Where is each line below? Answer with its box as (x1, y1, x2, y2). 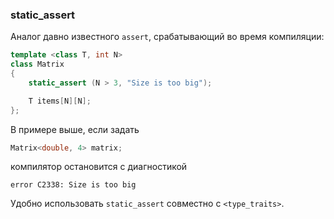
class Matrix (10, 59, 65, 70)
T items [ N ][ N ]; (28, 96, 92, 106)
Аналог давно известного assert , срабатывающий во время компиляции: (10, 31, 325, 43)
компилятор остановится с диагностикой (10, 161, 188, 173)
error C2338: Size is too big (10, 180, 137, 190)
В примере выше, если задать (10, 123, 140, 135)
